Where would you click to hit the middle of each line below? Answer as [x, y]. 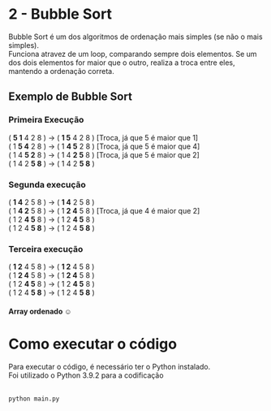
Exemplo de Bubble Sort [70, 97]
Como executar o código [92, 344]
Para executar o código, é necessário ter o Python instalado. [110, 366]
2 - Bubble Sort [60, 14]
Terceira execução [46, 249]
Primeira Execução [46, 120]
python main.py [34, 399]
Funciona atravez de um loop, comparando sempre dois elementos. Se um [133, 54]
